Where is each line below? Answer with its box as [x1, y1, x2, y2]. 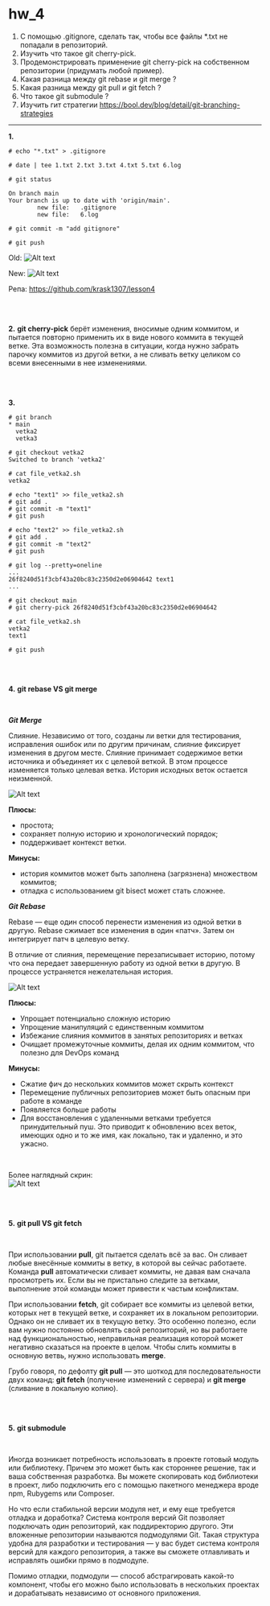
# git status [8, 175, 52, 184]
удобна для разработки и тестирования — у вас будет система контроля [8, 1538, 260, 1548]
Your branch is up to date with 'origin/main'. [8, 196, 171, 204]
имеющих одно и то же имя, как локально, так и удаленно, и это [19, 1130, 243, 1140]
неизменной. [8, 774, 53, 783]
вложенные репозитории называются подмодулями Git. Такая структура [8, 1530, 260, 1539]
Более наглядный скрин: [8, 1170, 93, 1179]
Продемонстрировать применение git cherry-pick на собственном [19, 57, 250, 67]
